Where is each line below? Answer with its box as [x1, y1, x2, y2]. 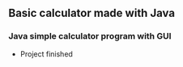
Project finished [19, 48, 73, 59]
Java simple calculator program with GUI [8, 31, 172, 42]
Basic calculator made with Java [8, 6, 176, 20]
